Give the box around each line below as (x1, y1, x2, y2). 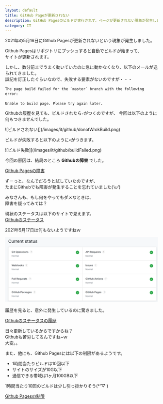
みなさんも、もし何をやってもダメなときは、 (5, 194, 94, 201)
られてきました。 (5, 70, 39, 76)
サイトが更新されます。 (5, 54, 52, 60)
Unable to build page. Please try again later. (5, 101, 103, 106)
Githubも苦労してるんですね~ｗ (5, 334, 68, 340)
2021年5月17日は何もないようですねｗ (5, 227, 81, 233)
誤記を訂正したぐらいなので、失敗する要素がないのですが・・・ (5, 77, 132, 82)
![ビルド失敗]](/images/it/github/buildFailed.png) (5, 147, 102, 153)
